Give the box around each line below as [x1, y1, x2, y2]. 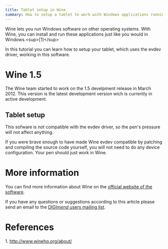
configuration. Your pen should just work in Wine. [5, 150, 107, 156]
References [5, 221, 54, 233]
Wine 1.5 [5, 69, 42, 80]
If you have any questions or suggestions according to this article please [5, 199, 155, 205]
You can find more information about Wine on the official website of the [5, 184, 152, 190]
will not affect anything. [5, 129, 53, 135]
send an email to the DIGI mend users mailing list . [5, 204, 106, 210]
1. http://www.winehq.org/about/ [5, 238, 72, 244]
